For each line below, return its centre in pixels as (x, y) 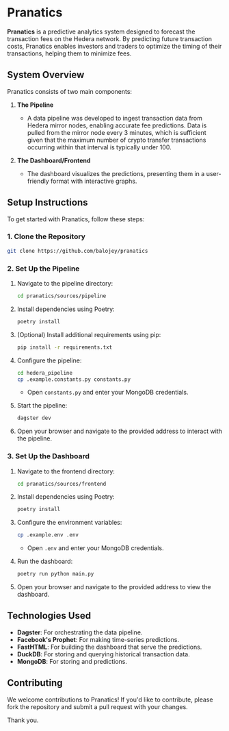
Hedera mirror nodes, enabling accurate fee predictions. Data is (117, 125)
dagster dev (34, 418)
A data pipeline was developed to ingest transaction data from (115, 118)
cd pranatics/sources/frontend (62, 484)
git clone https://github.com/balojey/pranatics (78, 251)
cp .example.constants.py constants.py (74, 379)
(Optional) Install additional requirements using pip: (89, 334)
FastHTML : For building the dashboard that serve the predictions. (109, 647)
